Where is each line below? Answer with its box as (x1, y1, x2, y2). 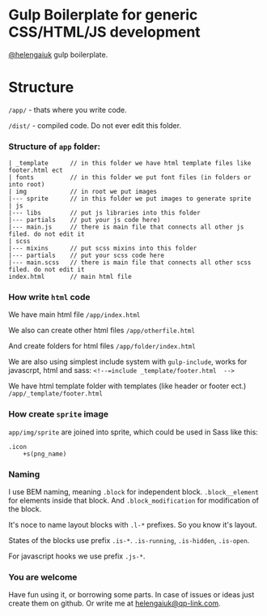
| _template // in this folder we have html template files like (8, 160, 252, 168)
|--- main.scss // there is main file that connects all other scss (8, 259, 252, 267)
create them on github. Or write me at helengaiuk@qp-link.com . (8, 598, 221, 609)
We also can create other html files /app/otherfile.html (8, 326, 196, 336)
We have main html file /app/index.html (8, 310, 141, 319)
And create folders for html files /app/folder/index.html (8, 341, 196, 351)
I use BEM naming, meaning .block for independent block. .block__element (8, 487, 259, 497)
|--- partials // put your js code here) (8, 216, 161, 225)
